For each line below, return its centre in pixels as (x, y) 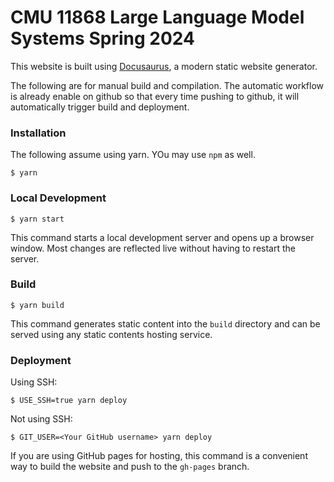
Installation (38, 133)
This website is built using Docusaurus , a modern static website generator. (164, 66)
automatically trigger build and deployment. (100, 107)
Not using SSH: (41, 419)
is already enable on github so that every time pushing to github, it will (155, 96)
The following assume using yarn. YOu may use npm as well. (133, 155)
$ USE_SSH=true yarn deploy (69, 401)
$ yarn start (37, 219)
